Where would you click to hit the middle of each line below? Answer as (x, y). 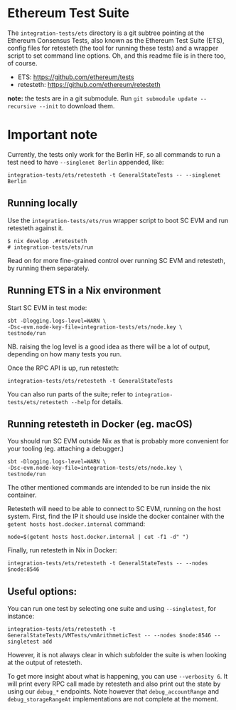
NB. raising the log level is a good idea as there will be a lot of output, (109, 346)
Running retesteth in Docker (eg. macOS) (100, 424)
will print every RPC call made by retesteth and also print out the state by (114, 684)
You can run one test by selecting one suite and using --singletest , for (112, 609)
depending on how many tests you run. (65, 354)
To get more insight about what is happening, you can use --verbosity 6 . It (118, 676)
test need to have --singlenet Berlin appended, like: (86, 162)
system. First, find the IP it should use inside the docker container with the (116, 516)
